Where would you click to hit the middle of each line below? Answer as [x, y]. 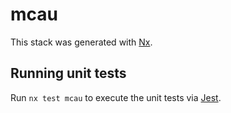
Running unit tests [68, 73]
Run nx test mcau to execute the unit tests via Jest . [116, 97]
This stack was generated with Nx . [81, 42]
